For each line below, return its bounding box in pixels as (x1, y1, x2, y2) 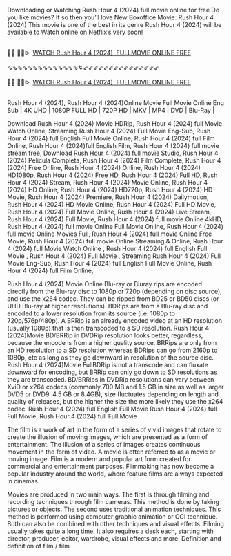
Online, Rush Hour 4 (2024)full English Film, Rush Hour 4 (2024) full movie (7, 142, 219, 149)
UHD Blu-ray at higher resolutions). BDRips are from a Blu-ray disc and (7, 302, 208, 310)
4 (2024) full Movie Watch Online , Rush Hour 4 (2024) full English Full (7, 245, 208, 252)
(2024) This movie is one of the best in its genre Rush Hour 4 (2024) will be (7, 21, 222, 28)
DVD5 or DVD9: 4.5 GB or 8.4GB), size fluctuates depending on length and (7, 390, 219, 398)
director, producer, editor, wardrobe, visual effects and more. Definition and (7, 535, 222, 542)
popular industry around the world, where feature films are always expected (7, 470, 223, 478)
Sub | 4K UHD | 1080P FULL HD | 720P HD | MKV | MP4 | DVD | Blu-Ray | (7, 106, 215, 114)
